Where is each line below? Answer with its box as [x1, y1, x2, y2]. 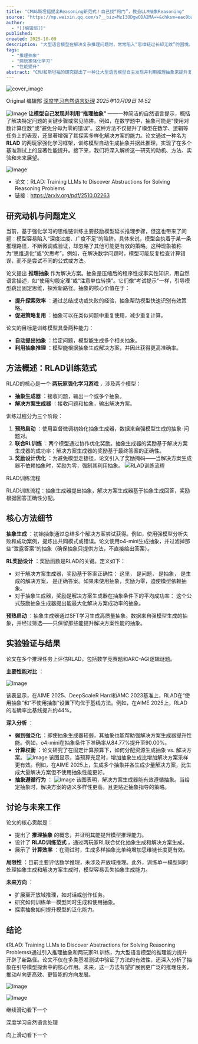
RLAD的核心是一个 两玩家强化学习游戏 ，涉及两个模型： [6, 380, 141, 387]
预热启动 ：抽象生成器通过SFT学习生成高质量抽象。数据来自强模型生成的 [6, 612, 183, 619]
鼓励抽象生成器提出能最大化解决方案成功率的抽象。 [19, 599, 144, 606]
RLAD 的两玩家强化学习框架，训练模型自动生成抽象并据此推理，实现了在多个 [6, 139, 192, 146]
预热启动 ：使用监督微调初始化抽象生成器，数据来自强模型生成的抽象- [14, 425, 184, 432]
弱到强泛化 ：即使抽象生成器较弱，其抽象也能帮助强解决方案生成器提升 [14, 732, 187, 739]
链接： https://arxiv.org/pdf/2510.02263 [14, 192, 110, 199]
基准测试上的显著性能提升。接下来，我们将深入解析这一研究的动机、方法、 [6, 147, 187, 154]
